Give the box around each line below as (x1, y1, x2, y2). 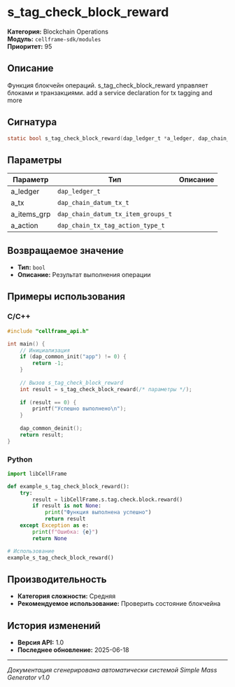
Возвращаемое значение (7, 244, 124, 256)
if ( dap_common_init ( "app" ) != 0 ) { (20, 353, 127, 360)
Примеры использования (7, 291, 126, 303)
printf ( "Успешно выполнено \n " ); (32, 405, 127, 413)
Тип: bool (17, 263, 45, 271)
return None (32, 534, 68, 542)
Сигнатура (7, 116, 57, 128)
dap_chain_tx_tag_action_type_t (57, 222, 166, 229)
